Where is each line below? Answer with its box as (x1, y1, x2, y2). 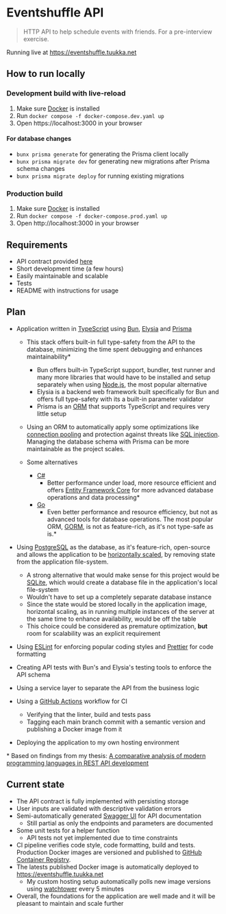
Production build (6, 189, 63, 198)
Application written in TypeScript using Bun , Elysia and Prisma (16, 324, 192, 332)
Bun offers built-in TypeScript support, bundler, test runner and (36, 365, 215, 374)
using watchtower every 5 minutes (26, 884, 125, 893)
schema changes (16, 164, 66, 172)
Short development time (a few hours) (16, 264, 124, 273)
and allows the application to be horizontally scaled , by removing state (16, 550, 216, 558)
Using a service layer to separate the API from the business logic (16, 683, 200, 692)
